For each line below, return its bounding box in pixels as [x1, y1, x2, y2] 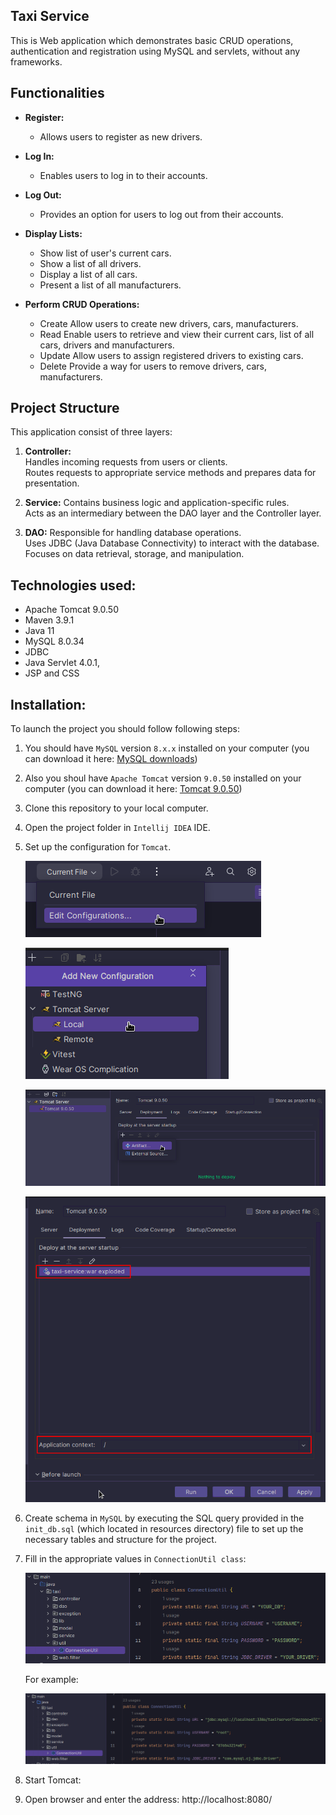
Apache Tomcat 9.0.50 [24, 604, 119, 616]
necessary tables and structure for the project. [24, 1533, 217, 1545]
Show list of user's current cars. [39, 247, 172, 259]
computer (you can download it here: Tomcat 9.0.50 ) [24, 783, 243, 795]
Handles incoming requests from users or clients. [24, 456, 228, 468]
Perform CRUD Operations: [24, 298, 140, 310]
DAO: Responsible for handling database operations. [24, 527, 242, 539]
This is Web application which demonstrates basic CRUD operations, [10, 34, 294, 46]
